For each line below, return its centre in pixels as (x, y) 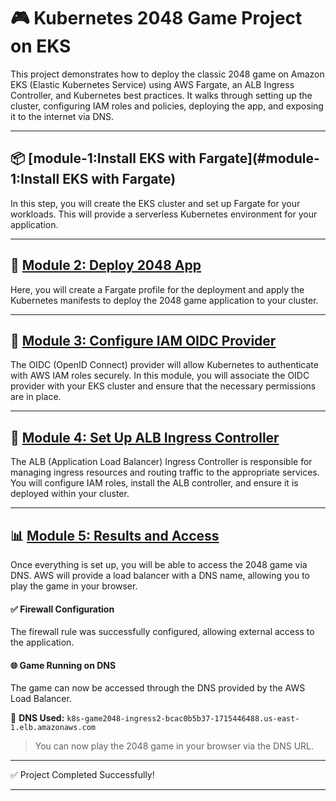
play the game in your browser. (74, 586)
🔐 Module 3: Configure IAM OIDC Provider (143, 340)
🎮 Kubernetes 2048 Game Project (156, 18)
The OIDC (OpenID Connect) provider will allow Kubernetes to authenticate (164, 365)
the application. (42, 642)
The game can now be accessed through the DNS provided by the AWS (158, 688)
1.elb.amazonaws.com (53, 728)
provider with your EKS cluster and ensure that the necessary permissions (163, 386)
